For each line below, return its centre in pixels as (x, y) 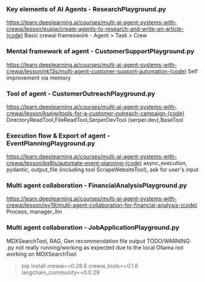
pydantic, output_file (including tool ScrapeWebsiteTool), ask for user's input (102, 169)
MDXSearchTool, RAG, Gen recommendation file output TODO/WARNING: (99, 241)
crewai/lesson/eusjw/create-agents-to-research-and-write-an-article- (95, 29)
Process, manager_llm (34, 212)
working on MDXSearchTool (41, 254)
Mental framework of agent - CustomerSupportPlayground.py (100, 51)
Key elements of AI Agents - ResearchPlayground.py (86, 9)
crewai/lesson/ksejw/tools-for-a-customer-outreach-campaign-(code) (95, 113)
